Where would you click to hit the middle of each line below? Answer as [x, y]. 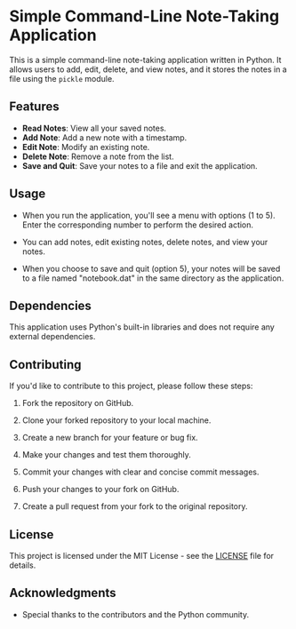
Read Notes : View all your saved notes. [94, 128]
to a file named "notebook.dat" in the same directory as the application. [153, 278]
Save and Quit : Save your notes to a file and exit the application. [140, 165]
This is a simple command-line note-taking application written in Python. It [145, 60]
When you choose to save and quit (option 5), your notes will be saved [151, 268]
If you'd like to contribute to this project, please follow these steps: [131, 386]
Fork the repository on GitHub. [78, 403]
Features [34, 107]
